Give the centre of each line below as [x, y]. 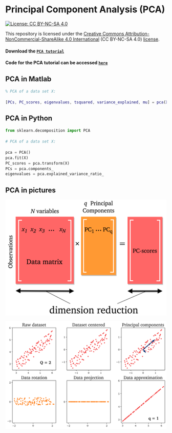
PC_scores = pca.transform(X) [38, 163]
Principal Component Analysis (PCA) [85, 10]
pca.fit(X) [17, 158]
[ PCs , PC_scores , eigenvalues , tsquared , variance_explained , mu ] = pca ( [86, 102]
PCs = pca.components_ [29, 169]
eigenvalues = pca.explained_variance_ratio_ [55, 174]
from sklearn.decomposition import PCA [48, 131]
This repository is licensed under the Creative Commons [65, 33]
